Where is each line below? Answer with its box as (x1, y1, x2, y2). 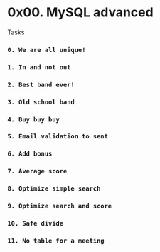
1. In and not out (7, 63, 71, 71)
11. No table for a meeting (7, 237, 105, 245)
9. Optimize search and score (7, 202, 112, 211)
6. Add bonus (7, 150, 53, 158)
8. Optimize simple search (7, 185, 101, 193)
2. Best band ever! (7, 80, 75, 89)
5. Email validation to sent (7, 133, 109, 141)
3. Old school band (7, 98, 75, 106)
